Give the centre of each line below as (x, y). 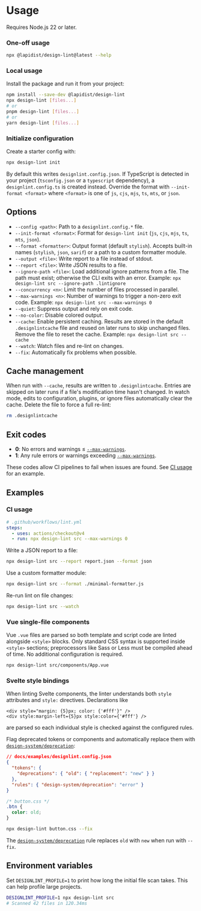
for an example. (26, 474)
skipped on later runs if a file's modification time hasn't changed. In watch (98, 392)
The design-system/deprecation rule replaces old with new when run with (96, 840)
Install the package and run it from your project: (65, 84)
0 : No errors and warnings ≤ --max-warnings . (70, 449)
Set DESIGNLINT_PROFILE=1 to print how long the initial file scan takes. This (97, 880)
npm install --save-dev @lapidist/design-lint (66, 95)
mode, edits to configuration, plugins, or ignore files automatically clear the (99, 399)
